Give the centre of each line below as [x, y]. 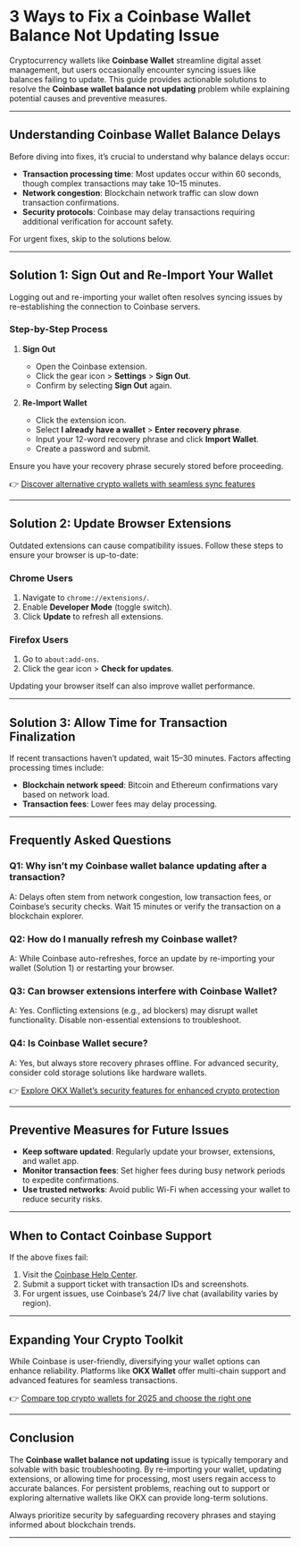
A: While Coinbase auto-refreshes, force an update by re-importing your [142, 959]
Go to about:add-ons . [61, 659]
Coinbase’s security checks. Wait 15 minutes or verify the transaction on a [145, 906]
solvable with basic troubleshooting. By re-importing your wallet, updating [146, 1469]
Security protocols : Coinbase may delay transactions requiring [138, 211]
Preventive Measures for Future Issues [119, 1130]
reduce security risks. [62, 1199]
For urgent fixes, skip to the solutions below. [91, 238]
